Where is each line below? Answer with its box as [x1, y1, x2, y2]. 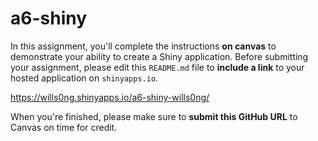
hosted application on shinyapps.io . [10, 72, 159, 84]
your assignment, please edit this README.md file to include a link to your [10, 61, 305, 73]
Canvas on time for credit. [10, 121, 118, 133]
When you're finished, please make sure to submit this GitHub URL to [10, 110, 298, 122]
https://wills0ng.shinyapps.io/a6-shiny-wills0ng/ [10, 91, 210, 103]
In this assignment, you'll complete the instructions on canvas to [10, 40, 277, 52]
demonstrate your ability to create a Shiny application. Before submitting [10, 50, 309, 62]
